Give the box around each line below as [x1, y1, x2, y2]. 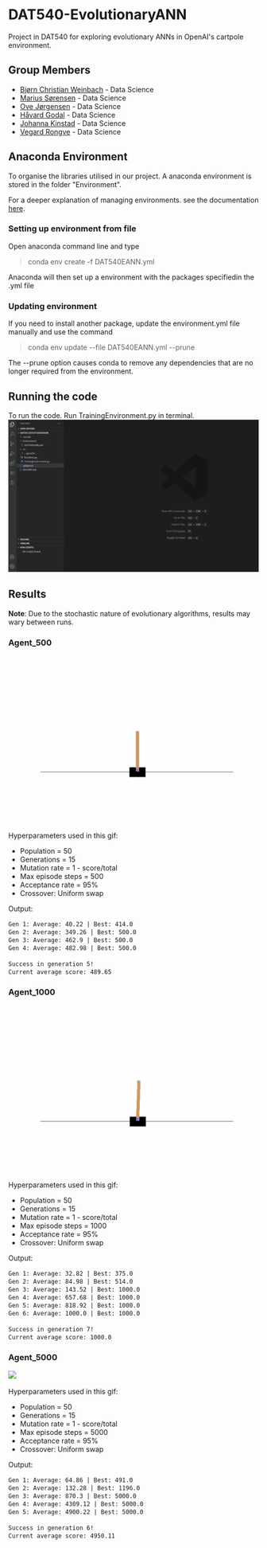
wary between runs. [8, 617, 74, 627]
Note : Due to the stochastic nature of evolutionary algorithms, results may [8, 608, 250, 618]
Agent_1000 [8, 986, 56, 997]
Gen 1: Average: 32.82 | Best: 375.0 [8, 1270, 133, 1278]
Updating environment [8, 300, 98, 311]
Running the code [8, 389, 98, 403]
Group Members [8, 64, 91, 77]
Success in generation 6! [8, 1523, 94, 1532]
